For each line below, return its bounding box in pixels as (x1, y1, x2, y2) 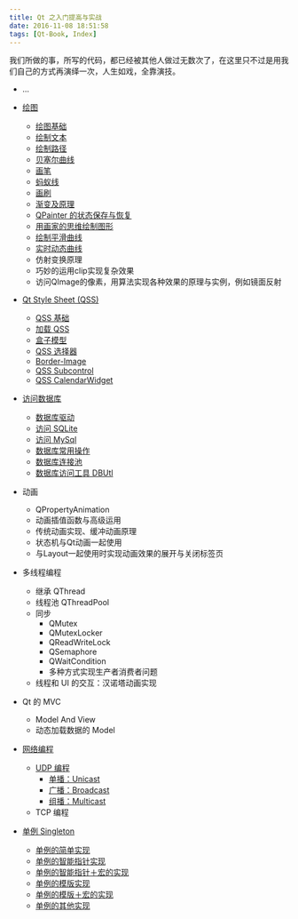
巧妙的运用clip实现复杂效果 (35, 266, 135, 276)
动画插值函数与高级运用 (35, 515, 122, 525)
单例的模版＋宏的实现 (35, 890, 114, 900)
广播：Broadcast (48, 785, 110, 795)
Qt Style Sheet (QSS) (21, 294, 99, 305)
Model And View (35, 715, 96, 725)
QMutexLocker (48, 627, 104, 638)
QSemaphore (48, 646, 98, 658)
